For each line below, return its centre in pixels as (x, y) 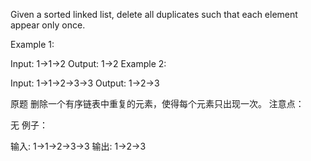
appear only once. (48, 25)
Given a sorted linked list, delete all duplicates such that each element (154, 14)
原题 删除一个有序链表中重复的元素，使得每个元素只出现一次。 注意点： (157, 103)
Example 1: (32, 44)
